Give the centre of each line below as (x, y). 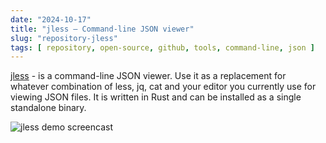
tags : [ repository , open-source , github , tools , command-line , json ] (162, 47)
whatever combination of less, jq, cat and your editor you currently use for (163, 87)
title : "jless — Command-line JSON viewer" (102, 29)
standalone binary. (48, 108)
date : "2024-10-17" (51, 19)
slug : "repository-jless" (64, 38)
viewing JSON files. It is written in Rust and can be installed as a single (156, 97)
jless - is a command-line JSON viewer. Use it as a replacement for (148, 76)
